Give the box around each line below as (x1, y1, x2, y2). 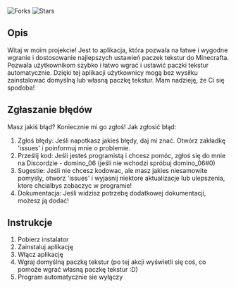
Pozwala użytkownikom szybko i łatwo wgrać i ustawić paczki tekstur (7, 61, 209, 69)
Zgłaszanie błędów (7, 104, 93, 116)
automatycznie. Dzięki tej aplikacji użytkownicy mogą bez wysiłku (7, 68, 199, 77)
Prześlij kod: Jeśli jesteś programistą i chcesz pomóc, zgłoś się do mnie (17, 151, 226, 160)
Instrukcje (7, 217, 53, 229)
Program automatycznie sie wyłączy (17, 272, 123, 282)
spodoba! (7, 83, 35, 92)
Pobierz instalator (17, 235, 69, 244)
